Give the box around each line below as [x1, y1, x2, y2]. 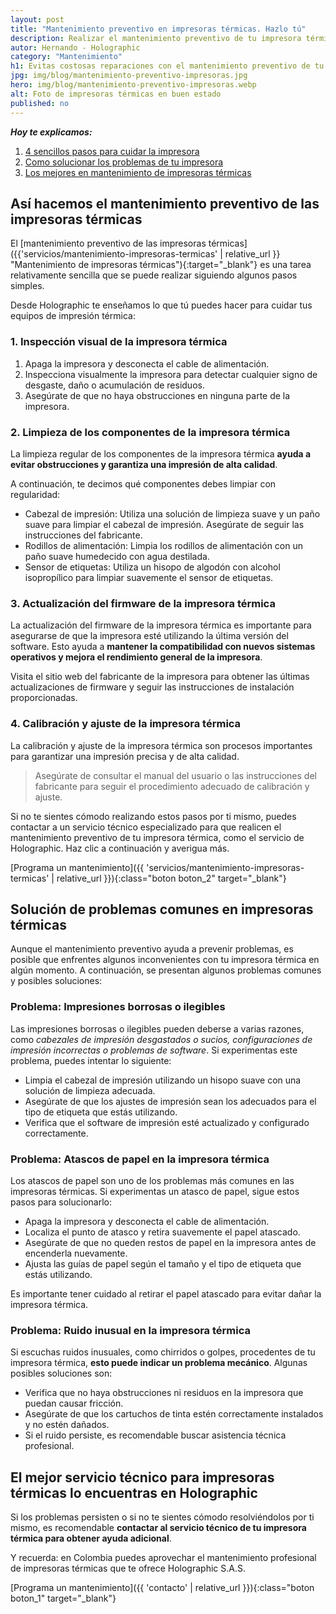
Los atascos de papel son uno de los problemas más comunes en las [10, 1174, 295, 1186]
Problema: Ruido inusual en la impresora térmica [10, 1323, 251, 1337]
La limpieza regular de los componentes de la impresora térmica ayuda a [10, 447, 312, 460]
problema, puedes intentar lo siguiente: [10, 1054, 172, 1066]
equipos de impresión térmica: [10, 310, 136, 322]
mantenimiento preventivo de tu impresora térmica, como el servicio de [10, 831, 305, 843]
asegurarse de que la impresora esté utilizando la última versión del [10, 630, 289, 642]
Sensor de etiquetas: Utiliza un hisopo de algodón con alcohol [24, 561, 281, 573]
